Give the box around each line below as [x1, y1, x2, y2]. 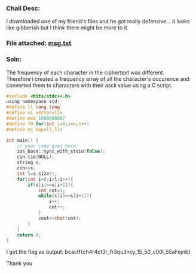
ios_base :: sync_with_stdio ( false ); [17, 148, 106, 154]
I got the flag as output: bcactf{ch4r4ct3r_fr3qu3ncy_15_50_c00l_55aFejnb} [6, 248, 191, 256]
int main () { [6, 137, 39, 143]
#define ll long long [6, 104, 60, 110]
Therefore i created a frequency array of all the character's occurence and [6, 75, 190, 82]
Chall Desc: [6, 4, 41, 13]
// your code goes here [17, 142, 76, 149]
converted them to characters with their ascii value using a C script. [6, 81, 173, 89]
